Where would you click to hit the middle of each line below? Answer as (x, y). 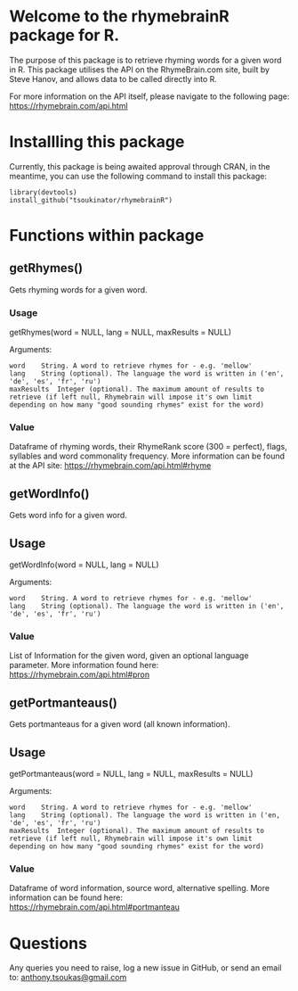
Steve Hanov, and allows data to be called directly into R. (113, 78)
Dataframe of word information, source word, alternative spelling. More (139, 888)
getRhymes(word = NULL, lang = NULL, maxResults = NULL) (121, 333)
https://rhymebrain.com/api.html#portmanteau (95, 907)
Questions (48, 943)
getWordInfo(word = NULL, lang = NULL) (84, 565)
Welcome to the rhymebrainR (119, 17)
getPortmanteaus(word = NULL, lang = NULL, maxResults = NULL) (131, 774)
